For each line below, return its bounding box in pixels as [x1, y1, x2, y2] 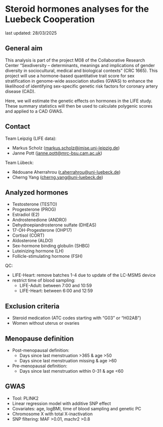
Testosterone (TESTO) [12, 202, 57, 207]
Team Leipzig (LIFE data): [5, 135, 57, 141]
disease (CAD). [5, 88, 36, 94]
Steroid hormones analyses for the [5, 3, 149, 15]
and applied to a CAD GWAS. [5, 108, 64, 114]
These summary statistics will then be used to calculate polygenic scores [5, 103, 153, 109]
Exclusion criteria [5, 302, 60, 310]
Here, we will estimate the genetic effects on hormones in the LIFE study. [5, 98, 153, 104]
